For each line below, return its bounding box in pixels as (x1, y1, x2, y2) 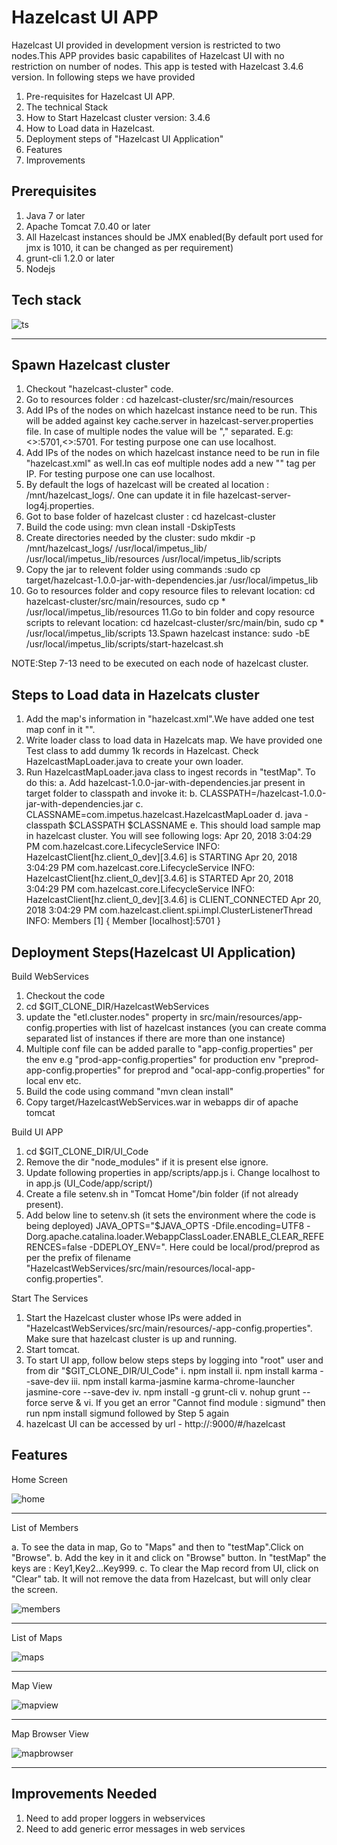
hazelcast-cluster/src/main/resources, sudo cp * (25, 596, 226, 608)
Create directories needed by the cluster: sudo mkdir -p (25, 532, 256, 544)
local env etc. (25, 1075, 82, 1086)
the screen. (11, 1583, 59, 1595)
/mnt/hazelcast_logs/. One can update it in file (25, 489, 216, 501)
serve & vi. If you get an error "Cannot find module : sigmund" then (50, 1397, 326, 1408)
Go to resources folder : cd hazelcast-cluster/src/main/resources (25, 394, 294, 406)
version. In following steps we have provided (11, 71, 196, 83)
